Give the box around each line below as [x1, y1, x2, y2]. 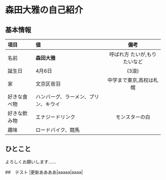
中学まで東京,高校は [107, 77, 154, 84]
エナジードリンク [35, 114, 76, 120]
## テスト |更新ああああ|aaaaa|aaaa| [5, 169, 83, 175]
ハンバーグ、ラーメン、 [35, 93, 89, 100]
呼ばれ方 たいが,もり [109, 51, 157, 58]
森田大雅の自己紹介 [5, 4, 83, 16]
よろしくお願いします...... [5, 158, 56, 165]
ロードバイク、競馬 [35, 126, 80, 133]
